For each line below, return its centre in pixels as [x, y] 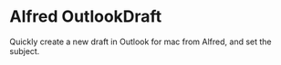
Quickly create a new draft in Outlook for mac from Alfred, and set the [140, 42]
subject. [25, 51]
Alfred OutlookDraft [86, 17]
